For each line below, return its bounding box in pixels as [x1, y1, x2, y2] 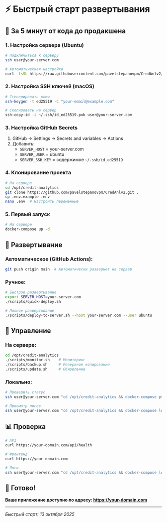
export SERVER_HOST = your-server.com [5, 294, 81, 299]
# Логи [5, 465, 19, 470]
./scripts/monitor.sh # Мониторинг [5, 357, 85, 362]
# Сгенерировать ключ [5, 94, 50, 99]
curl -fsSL [5, 71, 28, 76]
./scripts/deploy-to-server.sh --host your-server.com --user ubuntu [5, 313, 153, 318]
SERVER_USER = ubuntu [19, 151, 65, 157]
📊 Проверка [5, 422, 46, 431]
